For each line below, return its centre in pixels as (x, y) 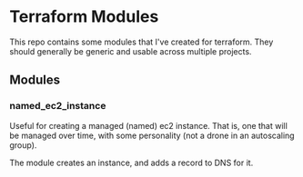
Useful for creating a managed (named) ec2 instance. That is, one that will (149, 125)
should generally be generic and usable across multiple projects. (131, 51)
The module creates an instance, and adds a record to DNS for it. (131, 162)
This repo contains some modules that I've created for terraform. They (141, 42)
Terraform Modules (84, 17)
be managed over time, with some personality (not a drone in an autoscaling (152, 135)
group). (23, 145)
